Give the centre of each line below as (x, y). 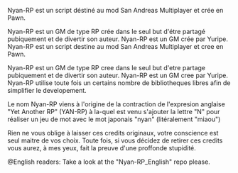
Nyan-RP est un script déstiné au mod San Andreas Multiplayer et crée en (115, 10)
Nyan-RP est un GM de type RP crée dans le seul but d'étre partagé (107, 32)
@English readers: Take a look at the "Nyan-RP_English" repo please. (109, 162)
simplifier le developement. (47, 90)
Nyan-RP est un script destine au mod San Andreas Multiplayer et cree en (115, 46)
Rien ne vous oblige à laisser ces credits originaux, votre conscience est (113, 133)
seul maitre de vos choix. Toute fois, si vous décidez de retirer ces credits (115, 140)
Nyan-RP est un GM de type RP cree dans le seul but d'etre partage (107, 68)
